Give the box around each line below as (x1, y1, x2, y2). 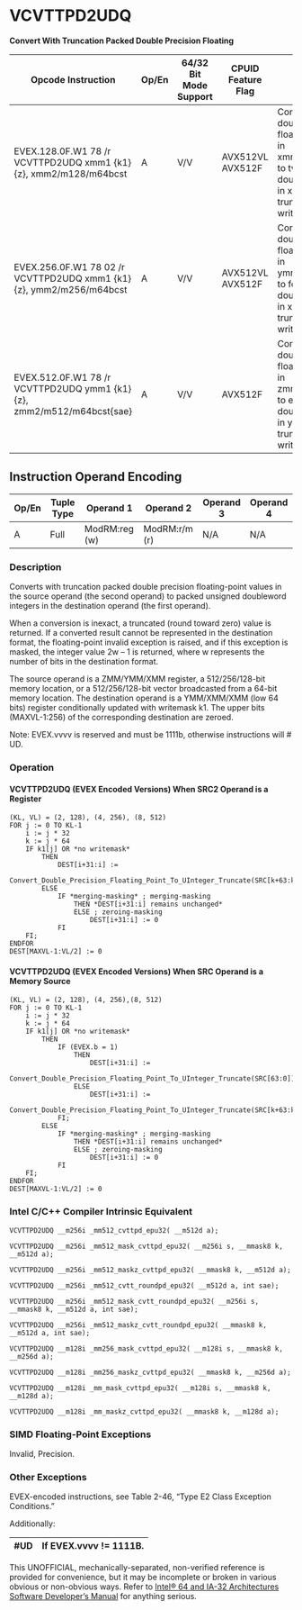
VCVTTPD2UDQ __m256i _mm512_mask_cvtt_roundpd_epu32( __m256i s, (9, 1297, 259, 1306)
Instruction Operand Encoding (9, 469, 182, 484)
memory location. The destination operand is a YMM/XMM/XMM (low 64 (9, 692, 279, 703)
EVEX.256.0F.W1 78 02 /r (13, 260, 126, 273)
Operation (9, 761, 55, 773)
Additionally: (9, 1518, 56, 1529)
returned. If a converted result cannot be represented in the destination (9, 628, 273, 638)
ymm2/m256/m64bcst (30, 283, 128, 295)
